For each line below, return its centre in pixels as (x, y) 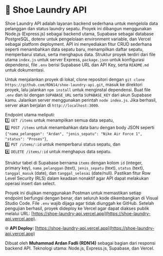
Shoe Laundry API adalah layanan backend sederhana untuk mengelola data (81, 23)
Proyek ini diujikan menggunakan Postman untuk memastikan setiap (73, 193)
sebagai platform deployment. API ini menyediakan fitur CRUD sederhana (79, 44)
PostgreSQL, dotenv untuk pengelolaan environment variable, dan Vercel (78, 39)
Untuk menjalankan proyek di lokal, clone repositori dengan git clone (75, 79)
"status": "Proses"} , (27, 139)
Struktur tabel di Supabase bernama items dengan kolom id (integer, (74, 163)
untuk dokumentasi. (25, 70)
